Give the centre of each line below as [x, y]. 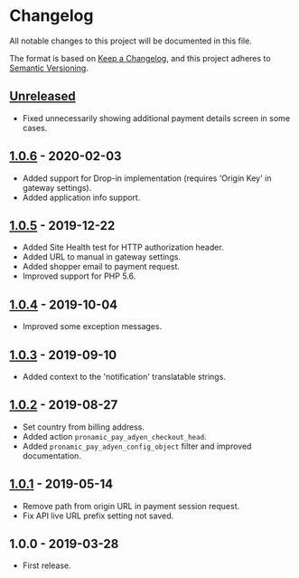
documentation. [51, 455]
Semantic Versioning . [49, 68]
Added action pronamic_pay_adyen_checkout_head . [114, 436]
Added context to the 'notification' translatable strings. [124, 377]
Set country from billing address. [84, 427]
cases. [35, 128]
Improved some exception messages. [92, 327]
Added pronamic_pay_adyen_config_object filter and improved [137, 446]
